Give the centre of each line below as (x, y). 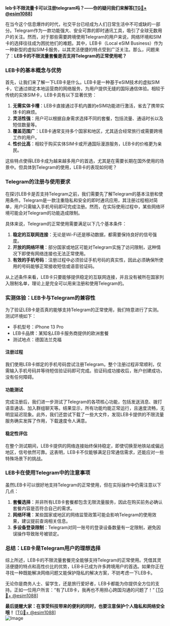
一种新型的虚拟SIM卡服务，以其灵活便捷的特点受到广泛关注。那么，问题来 (82, 50)
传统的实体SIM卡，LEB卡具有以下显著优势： (51, 95)
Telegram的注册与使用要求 (38, 182)
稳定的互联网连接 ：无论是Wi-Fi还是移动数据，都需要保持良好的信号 (82, 234)
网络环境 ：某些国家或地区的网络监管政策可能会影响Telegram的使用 (82, 514)
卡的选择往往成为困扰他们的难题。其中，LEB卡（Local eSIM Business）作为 (84, 43)
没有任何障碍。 (21, 377)
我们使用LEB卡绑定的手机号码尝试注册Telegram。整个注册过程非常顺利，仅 (83, 365)
